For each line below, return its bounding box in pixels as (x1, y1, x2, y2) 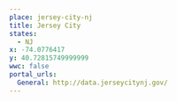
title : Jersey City (9, 21, 81, 30)
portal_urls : (9, 70, 58, 79)
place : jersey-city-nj (9, 12, 93, 22)
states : (9, 29, 38, 38)
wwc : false (9, 62, 50, 71)
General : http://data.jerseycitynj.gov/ (17, 78, 168, 87)
